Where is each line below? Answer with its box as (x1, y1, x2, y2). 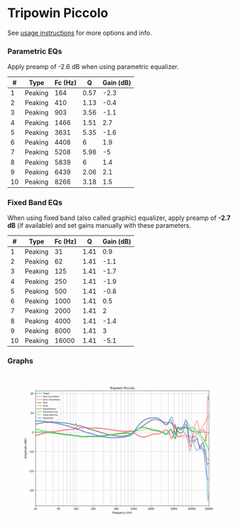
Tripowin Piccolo (7, 5, 109, 21)
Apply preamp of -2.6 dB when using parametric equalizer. (7, 63, 179, 71)
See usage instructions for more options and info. (7, 28, 153, 37)
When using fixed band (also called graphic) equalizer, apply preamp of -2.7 (7, 213, 231, 222)
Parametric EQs (7, 46, 63, 56)
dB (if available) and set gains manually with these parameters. (7, 221, 192, 230)
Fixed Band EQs (7, 197, 63, 207)
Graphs (7, 356, 33, 366)
